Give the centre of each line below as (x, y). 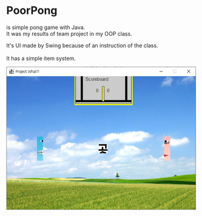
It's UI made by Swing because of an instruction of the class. (82, 45)
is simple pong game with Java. (46, 27)
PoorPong (32, 11)
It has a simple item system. (41, 58)
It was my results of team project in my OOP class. (69, 33)
